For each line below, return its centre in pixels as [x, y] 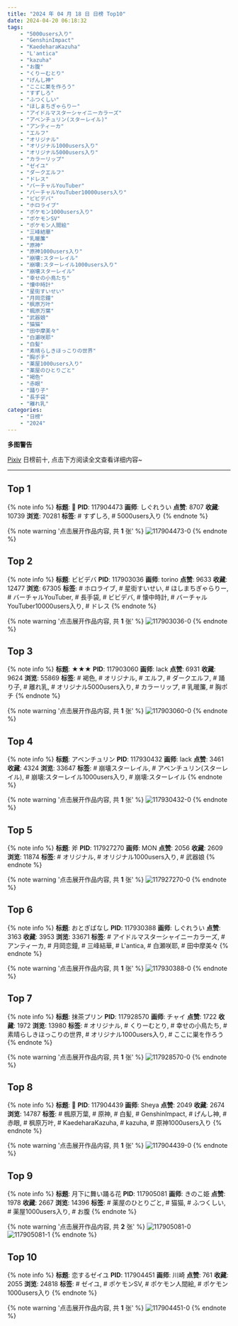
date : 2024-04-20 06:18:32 [47, 21]
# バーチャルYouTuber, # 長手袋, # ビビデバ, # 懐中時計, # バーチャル [107, 597]
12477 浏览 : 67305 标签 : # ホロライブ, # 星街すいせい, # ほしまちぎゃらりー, [118, 588]
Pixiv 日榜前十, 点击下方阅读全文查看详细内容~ [75, 460]
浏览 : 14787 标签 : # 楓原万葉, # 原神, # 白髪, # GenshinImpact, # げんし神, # [117, 1114]
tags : [15, 27]
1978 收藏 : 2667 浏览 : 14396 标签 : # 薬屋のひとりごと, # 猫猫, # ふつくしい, [117, 1203]
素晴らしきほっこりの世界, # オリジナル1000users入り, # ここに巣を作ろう [116, 1034]
